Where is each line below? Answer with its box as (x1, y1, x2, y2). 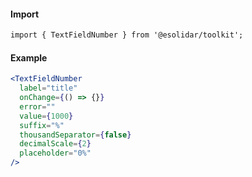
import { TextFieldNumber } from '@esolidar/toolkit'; (10, 30, 244, 40)
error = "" (19, 101, 56, 112)
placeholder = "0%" (19, 148, 92, 159)
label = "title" (19, 83, 78, 94)
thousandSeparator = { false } (19, 130, 132, 140)
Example (10, 51, 48, 64)
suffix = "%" (19, 120, 65, 130)
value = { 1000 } (19, 111, 74, 121)
